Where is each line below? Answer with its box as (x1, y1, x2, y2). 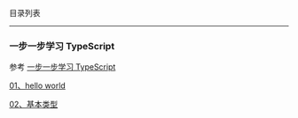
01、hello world (9, 80, 67, 91)
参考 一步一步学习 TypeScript (9, 62, 116, 72)
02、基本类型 (9, 100, 59, 110)
